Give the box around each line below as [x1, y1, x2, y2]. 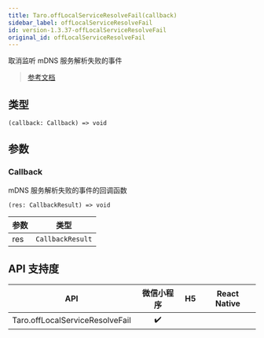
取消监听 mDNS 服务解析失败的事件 [8, 56, 123, 65]
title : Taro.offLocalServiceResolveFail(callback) [8, 11, 178, 20]
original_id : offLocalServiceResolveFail [8, 33, 146, 42]
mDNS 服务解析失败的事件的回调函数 [8, 186, 127, 195]
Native [214, 298, 241, 309]
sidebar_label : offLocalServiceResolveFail [8, 19, 153, 27]
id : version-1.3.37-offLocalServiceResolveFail [8, 26, 167, 34]
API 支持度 [8, 263, 60, 276]
